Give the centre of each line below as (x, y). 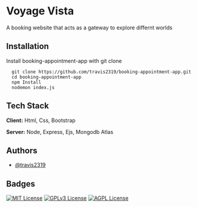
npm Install (27, 82)
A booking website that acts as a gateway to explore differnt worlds (89, 28)
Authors (22, 150)
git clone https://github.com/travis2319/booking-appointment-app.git (101, 72)
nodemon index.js (33, 87)
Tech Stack (28, 106)
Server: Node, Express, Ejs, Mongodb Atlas (60, 132)
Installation (28, 46)
